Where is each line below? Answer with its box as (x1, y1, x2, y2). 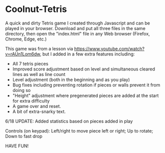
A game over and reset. (12, 103, 61, 109)
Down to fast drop (5, 133, 43, 139)
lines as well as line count (12, 71, 66, 77)
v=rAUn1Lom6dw (5, 51, 40, 57)
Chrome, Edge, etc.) (5, 36, 47, 42)
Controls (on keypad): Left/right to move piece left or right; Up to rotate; (5, 127, 153, 133)
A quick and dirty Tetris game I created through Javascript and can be (5, 20, 150, 26)
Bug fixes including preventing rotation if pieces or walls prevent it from (12, 81, 160, 88)
